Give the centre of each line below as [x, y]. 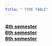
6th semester [21, 32]
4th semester [21, 26]
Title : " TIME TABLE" [27, 9]
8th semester [21, 38]
